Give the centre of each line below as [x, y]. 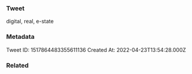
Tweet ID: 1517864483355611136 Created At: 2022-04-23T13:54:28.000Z [96, 50]
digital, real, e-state [30, 21]
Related [18, 65]
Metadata [20, 37]
